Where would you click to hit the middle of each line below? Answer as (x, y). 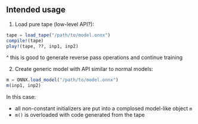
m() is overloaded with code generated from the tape (80, 115)
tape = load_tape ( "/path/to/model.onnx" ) (58, 35)
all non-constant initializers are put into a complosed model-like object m (103, 108)
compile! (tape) (25, 41)
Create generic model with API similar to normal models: (84, 69)
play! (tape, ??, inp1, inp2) (42, 46)
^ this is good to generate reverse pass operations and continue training (95, 58)
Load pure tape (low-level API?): (54, 24)
